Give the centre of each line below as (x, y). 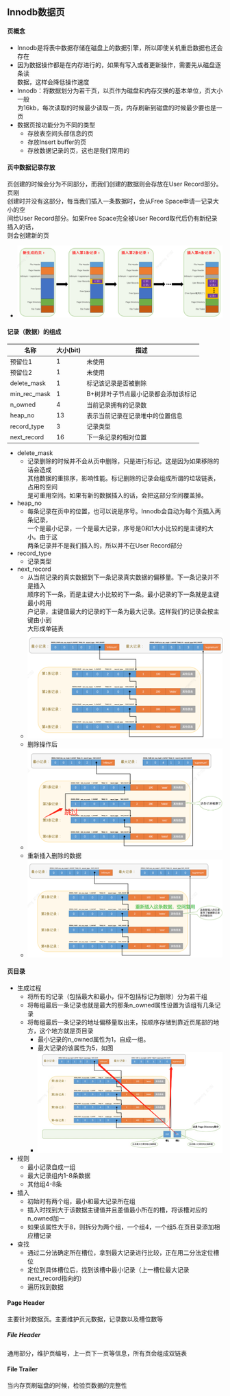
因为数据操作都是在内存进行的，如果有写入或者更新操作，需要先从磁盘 (116, 64)
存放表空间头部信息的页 (60, 133)
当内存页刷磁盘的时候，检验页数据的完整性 (67, 1385)
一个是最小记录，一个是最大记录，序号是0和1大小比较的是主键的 (117, 528)
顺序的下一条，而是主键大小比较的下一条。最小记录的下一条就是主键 (123, 594)
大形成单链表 (45, 628)
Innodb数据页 (36, 12)
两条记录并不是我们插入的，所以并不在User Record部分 (105, 545)
